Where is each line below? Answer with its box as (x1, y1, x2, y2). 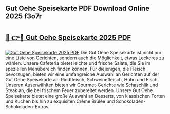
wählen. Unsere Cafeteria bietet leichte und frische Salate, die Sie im (5, 60, 150, 66)
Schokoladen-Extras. (5, 104, 50, 109)
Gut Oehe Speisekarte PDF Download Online (5, 4, 150, 13)
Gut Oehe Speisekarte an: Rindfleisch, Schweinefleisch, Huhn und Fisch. (5, 77, 159, 82)
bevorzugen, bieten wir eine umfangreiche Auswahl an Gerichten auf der (5, 71, 159, 77)
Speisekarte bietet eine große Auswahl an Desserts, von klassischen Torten (5, 93, 165, 99)
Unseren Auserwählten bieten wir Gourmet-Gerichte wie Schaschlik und (5, 82, 158, 88)
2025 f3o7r (5, 12, 42, 21)
